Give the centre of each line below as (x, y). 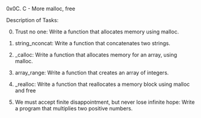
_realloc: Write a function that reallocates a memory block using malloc (102, 84)
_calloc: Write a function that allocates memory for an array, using (96, 55)
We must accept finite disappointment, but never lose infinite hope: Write (105, 102)
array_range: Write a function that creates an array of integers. (92, 73)
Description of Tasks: (32, 20)
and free (25, 91)
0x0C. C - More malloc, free (41, 9)
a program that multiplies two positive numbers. (74, 108)
